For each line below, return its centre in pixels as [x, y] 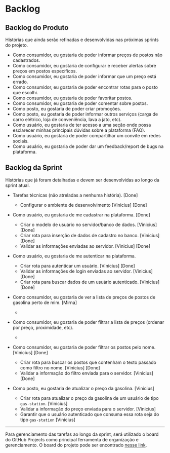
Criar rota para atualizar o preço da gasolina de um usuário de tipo [89, 398]
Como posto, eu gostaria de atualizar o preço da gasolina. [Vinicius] [83, 388]
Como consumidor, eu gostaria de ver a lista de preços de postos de [84, 297]
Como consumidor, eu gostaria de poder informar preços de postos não [88, 55]
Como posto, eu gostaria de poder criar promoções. [67, 109]
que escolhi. [25, 92]
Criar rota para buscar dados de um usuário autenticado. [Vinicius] [90, 282]
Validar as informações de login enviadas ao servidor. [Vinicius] [86, 271]
